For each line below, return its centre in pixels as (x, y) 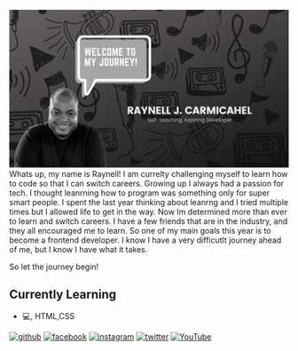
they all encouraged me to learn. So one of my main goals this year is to (141, 230)
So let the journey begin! (54, 267)
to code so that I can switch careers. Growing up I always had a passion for (147, 183)
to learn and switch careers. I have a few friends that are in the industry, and (149, 221)
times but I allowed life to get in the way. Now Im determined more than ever (149, 211)
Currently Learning (63, 294)
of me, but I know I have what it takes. (78, 249)
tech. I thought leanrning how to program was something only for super (140, 193)
